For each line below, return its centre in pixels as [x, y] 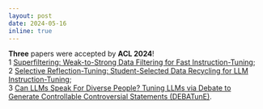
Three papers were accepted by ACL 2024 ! [82, 54]
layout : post [30, 16]
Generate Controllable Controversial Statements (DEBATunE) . [110, 97]
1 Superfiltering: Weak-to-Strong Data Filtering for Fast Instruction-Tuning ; [132, 62]
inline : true [30, 31]
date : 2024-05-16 [38, 23]
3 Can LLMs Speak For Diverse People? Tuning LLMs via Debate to [120, 88]
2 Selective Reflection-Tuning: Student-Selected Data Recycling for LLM [128, 71]
